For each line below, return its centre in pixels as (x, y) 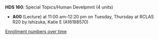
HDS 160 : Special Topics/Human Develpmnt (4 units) (59, 7)
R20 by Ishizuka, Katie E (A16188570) (50, 22)
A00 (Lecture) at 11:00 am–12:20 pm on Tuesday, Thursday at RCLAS (83, 17)
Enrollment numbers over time (36, 31)
